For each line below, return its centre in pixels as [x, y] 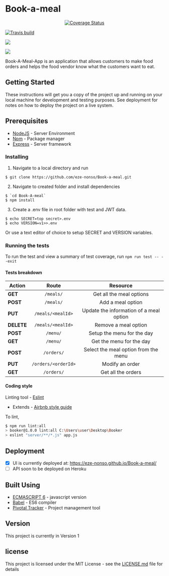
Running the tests [27, 245]
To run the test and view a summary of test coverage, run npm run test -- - [84, 257]
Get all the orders [121, 372]
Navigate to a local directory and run [50, 168]
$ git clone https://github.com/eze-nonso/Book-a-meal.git [68, 177]
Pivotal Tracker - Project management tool [56, 507]
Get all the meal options [121, 294]
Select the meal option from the [121, 350]
